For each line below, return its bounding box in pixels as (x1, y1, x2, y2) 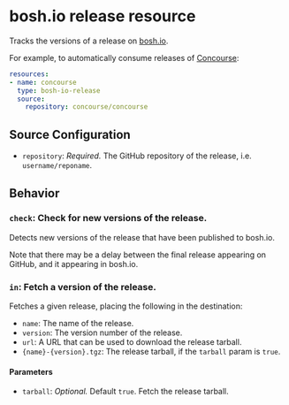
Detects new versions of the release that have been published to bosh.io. (9, 232, 276, 242)
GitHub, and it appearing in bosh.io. (9, 258, 139, 269)
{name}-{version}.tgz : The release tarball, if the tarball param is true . (21, 347, 281, 357)
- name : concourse (9, 78, 77, 87)
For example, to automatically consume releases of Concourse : (9, 52, 240, 63)
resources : (9, 69, 49, 79)
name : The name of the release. (21, 318, 134, 329)
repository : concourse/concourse (25, 103, 148, 111)
